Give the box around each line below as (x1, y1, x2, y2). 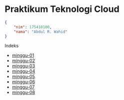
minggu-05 (11, 74, 35, 80)
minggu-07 (11, 84, 35, 90)
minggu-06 (11, 79, 35, 85)
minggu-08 (11, 90, 35, 96)
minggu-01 (11, 52, 34, 58)
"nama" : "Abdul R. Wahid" (13, 29, 68, 34)
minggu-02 (11, 58, 35, 64)
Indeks (4, 43, 18, 49)
